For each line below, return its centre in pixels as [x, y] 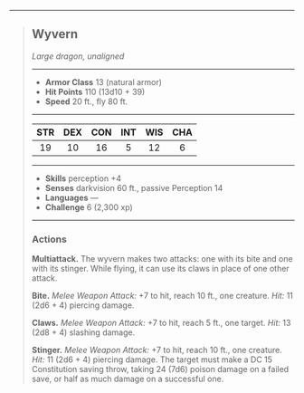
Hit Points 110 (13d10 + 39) [95, 91]
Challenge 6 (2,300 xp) [89, 207]
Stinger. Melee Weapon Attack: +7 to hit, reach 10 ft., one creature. [157, 350]
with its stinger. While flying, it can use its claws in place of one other [160, 269]
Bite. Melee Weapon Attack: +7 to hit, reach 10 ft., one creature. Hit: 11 [162, 296]
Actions [49, 239]
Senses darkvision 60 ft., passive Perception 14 [134, 187]
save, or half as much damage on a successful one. [128, 379]
